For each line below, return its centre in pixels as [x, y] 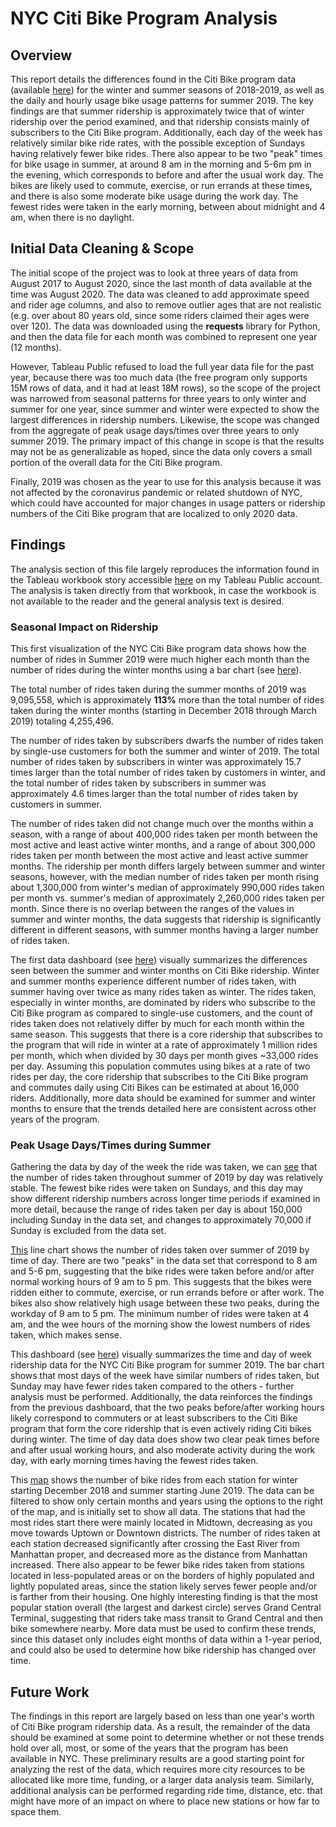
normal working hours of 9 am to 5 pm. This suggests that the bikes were [161, 1282]
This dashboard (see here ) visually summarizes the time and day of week [161, 1354]
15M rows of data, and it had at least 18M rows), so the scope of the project [165, 388]
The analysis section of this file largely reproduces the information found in [165, 569]
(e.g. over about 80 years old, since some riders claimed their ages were [160, 315]
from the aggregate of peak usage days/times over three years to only [155, 430]
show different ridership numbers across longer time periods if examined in [165, 1199]
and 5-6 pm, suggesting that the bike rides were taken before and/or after [162, 1271]
